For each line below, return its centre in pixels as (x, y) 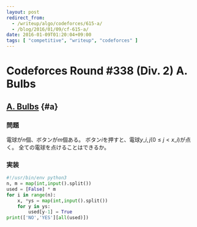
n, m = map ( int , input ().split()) (49, 184)
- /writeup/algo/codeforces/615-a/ (57, 23)
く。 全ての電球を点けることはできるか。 (58, 147)
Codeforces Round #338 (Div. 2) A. (97, 71)
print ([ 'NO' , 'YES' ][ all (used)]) (47, 218)
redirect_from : (26, 18)
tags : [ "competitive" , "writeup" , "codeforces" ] (72, 40)
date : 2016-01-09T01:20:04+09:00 (49, 35)
